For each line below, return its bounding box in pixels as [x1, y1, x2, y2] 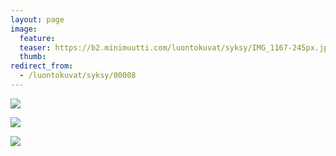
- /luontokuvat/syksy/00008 [19, 71, 137, 81]
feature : [19, 33, 56, 43]
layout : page [10, 14, 65, 25]
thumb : [19, 52, 47, 62]
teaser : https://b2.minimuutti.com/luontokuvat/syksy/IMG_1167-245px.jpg [19, 42, 333, 53]
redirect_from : [10, 61, 74, 71]
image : [10, 24, 38, 34]
